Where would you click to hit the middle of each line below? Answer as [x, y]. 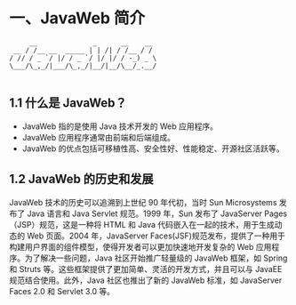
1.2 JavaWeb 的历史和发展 [81, 179]
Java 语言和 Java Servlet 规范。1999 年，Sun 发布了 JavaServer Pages [156, 213]
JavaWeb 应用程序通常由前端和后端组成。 [99, 137]
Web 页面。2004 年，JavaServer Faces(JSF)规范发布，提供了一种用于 [156, 236]
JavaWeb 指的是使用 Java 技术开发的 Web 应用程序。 [120, 126]
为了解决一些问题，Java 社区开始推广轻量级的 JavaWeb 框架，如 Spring [156, 258]
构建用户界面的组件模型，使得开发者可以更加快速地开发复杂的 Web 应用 [140, 246]
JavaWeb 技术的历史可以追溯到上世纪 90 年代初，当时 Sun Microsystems [143, 202]
